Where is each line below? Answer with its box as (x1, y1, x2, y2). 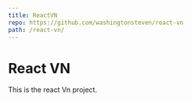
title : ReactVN (8, 11, 58, 19)
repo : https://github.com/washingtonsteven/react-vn (8, 19, 184, 26)
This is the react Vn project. (8, 85, 98, 94)
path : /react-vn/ (8, 26, 65, 33)
